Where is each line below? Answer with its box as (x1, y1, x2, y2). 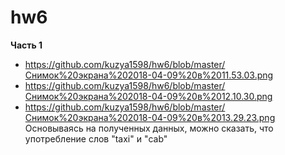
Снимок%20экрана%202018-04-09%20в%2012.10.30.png (24, 90, 273, 102)
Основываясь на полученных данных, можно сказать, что (24, 122, 274, 134)
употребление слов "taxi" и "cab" (24, 132, 168, 145)
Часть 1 (10, 39, 43, 51)
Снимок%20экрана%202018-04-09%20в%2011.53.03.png (24, 69, 274, 81)
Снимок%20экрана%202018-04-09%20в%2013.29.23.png (24, 111, 276, 123)
